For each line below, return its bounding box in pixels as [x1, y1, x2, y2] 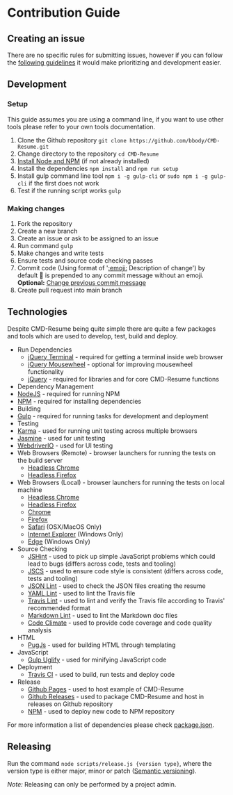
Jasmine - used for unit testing [17, 434, 106, 442]
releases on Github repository [27, 700, 113, 708]
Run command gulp [17, 241, 74, 249]
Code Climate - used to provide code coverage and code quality [27, 618, 212, 627]
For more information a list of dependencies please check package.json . [7, 721, 214, 729]
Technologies [7, 306, 68, 318]
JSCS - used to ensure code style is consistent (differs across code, [27, 566, 224, 575]
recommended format [27, 603, 90, 612]
